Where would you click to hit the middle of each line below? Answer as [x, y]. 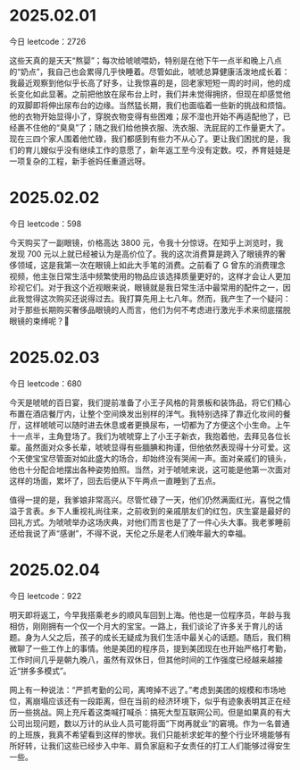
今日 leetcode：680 [46, 383]
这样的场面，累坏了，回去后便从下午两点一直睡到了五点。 [115, 480]
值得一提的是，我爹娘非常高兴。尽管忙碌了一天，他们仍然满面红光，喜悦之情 [150, 499]
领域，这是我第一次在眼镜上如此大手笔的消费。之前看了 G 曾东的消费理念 [151, 265]
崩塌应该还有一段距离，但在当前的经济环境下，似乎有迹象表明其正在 [158, 701]
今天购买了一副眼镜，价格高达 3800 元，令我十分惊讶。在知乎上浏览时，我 [146, 242]
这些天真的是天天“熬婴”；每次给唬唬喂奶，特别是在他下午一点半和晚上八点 [146, 60]
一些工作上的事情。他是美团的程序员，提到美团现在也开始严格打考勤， [162, 648]
